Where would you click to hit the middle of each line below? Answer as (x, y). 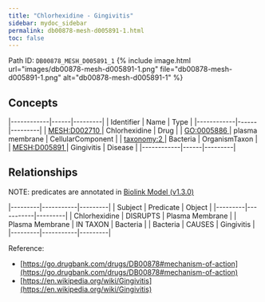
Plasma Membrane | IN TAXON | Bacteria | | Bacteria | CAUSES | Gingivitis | (132, 224)
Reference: (26, 248)
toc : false (26, 38)
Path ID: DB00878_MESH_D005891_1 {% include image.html (100, 61)
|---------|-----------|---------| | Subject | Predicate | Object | (110, 207)
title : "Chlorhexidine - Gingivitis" (71, 16)
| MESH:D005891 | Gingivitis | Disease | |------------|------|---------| (122, 148)
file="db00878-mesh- (196, 70)
